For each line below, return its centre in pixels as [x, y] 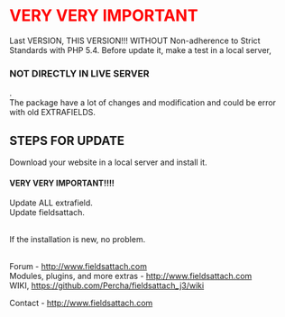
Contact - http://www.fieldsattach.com [81, 303]
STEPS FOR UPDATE [67, 140]
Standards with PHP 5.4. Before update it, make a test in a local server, [141, 50]
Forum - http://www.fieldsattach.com [78, 267]
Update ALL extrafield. [51, 203]
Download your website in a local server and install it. [108, 162]
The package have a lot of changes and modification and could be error [143, 103]
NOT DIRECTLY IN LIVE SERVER [79, 73]
